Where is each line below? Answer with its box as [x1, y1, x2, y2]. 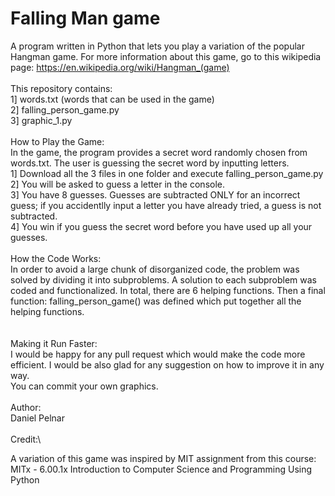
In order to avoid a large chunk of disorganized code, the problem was [10, 263, 300, 275]
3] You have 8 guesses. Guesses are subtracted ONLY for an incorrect [10, 188, 301, 201]
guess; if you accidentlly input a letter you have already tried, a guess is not [10, 199, 322, 211]
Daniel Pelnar [10, 412, 65, 424]
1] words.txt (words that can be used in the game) [10, 93, 215, 105]
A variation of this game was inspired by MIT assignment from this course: [10, 452, 317, 464]
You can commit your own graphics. [10, 380, 159, 392]
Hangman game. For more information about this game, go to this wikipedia [10, 50, 322, 62]
